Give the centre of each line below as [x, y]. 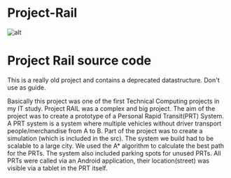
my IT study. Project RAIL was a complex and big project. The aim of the [111, 108]
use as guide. [27, 87]
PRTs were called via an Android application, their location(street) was [108, 160]
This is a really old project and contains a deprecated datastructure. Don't [114, 80]
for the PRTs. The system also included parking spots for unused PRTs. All [114, 153]
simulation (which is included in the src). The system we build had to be [111, 138]
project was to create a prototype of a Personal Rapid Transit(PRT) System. [115, 116]
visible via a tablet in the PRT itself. [57, 168]
